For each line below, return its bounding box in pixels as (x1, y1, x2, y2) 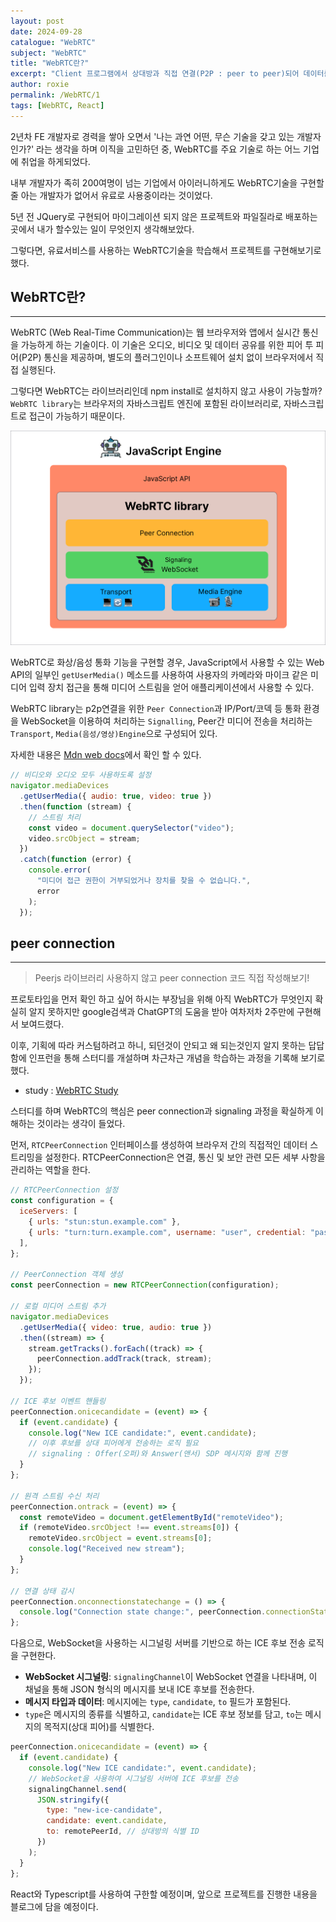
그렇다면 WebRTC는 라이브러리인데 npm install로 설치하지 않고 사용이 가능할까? (10, 385, 323, 397)
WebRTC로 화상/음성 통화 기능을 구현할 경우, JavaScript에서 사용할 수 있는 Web (10, 656, 325, 669)
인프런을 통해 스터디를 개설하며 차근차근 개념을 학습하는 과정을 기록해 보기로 (28, 1052, 326, 1064)
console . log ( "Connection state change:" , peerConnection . (19, 1607, 267, 1617)
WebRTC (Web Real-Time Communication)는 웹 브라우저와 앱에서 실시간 (10, 326, 301, 339)
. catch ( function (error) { (19, 855, 132, 865)
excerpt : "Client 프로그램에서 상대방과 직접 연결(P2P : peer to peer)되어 (10, 69, 300, 79)
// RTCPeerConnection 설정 (10, 1185, 119, 1195)
